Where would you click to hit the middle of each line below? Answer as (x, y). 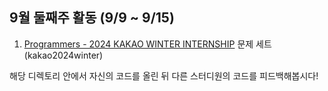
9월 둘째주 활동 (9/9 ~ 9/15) (92, 18)
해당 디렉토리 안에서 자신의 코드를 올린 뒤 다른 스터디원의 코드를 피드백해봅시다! (164, 75)
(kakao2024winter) (63, 55)
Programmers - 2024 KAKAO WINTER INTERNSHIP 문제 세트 (147, 44)
